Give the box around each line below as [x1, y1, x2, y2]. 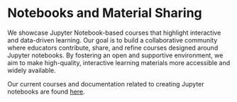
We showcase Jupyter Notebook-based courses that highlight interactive [7, 28, 221, 37]
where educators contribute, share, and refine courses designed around [7, 43, 219, 52]
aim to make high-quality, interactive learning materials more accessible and [7, 58, 231, 67]
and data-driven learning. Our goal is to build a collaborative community [7, 35, 218, 44]
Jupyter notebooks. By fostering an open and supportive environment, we [7, 51, 224, 59]
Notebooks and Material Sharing [7, 5, 202, 21]
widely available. [7, 66, 56, 74]
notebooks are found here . [7, 87, 85, 96]
